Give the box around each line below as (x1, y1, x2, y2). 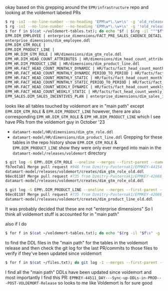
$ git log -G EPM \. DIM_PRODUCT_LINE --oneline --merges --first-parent (5, 188, 157, 193)
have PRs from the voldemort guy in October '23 (5, 119, 105, 125)
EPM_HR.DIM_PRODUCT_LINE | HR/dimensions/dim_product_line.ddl (5, 61, 140, 66)
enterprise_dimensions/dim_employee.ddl (5, 38, 91, 43)
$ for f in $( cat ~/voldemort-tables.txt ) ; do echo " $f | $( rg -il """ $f (5, 29, 162, 34)
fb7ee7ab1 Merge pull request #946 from (5, 164, 91, 170)
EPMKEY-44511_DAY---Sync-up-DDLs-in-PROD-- (69, 275, 161, 280)
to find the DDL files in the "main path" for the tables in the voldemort (5, 239, 148, 245)
